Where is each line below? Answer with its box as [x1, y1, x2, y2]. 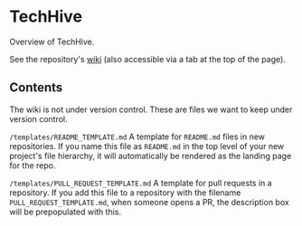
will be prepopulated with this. [9, 206, 122, 217]
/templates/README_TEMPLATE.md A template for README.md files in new [9, 131, 265, 142]
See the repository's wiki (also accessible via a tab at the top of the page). [9, 53, 287, 64]
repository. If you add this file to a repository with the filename [9, 187, 241, 198]
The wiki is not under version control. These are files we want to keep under [9, 104, 293, 115]
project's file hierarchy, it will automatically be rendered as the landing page [9, 150, 292, 161]
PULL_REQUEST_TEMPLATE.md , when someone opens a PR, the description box [9, 196, 289, 207]
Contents [9, 80, 63, 96]
